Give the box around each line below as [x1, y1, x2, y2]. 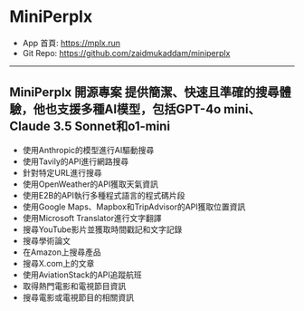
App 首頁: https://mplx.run [22, 37, 120, 48]
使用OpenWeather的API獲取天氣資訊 [22, 179, 158, 190]
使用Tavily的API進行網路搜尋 [22, 156, 129, 167]
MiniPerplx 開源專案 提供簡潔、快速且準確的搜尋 [9, 84, 280, 101]
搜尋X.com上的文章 [22, 258, 95, 268]
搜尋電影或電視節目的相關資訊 [22, 292, 134, 303]
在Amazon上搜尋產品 [22, 247, 101, 258]
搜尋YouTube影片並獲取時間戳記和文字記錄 [22, 224, 183, 235]
